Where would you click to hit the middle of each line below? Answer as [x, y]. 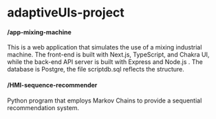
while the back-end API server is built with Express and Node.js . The [105, 62]
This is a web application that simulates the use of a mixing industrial [105, 47]
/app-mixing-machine [40, 32]
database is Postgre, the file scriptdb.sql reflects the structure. [96, 69]
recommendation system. [43, 107]
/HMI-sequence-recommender [52, 85]
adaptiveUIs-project [66, 13]
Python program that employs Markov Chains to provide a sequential [105, 100]
